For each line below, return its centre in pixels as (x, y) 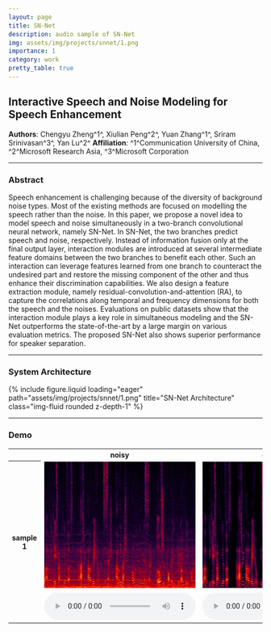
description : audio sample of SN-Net (72, 34)
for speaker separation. (47, 343)
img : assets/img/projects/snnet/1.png (73, 43)
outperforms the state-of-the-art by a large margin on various (125, 326)
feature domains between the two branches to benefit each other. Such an (132, 257)
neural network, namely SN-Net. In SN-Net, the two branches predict (123, 231)
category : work (34, 60)
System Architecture (50, 372)
